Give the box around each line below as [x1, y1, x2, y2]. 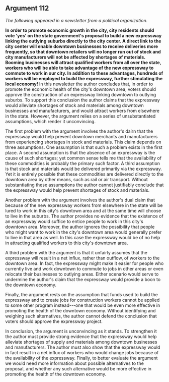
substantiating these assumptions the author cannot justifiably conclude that [5, 182, 164, 188]
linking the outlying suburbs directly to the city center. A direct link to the [5, 38, 161, 44]
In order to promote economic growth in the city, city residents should [5, 27, 154, 33]
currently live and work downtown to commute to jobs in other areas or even [5, 265, 163, 271]
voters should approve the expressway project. [5, 318, 103, 324]
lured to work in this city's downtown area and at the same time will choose [5, 207, 161, 213]
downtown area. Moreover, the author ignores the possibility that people [5, 224, 155, 230]
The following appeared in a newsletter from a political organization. [5, 17, 148, 23]
